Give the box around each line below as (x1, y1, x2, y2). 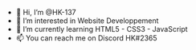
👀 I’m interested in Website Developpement (15, 16, 159, 25)
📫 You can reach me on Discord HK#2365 (15, 33, 158, 43)
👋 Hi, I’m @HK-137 (15, 8, 76, 17)
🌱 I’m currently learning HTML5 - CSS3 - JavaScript (15, 25, 188, 33)
